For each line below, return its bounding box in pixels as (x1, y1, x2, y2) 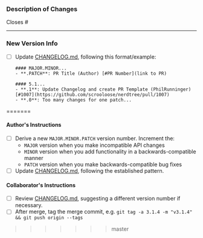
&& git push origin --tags (14, 215, 83, 221)
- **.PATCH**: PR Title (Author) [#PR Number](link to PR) (14, 70, 167, 77)
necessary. (14, 202, 43, 209)
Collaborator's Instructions (6, 181, 76, 188)
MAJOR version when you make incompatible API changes (24, 141, 165, 149)
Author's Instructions (6, 121, 62, 129)
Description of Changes (6, 5, 77, 13)
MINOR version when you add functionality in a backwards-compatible (24, 147, 196, 155)
